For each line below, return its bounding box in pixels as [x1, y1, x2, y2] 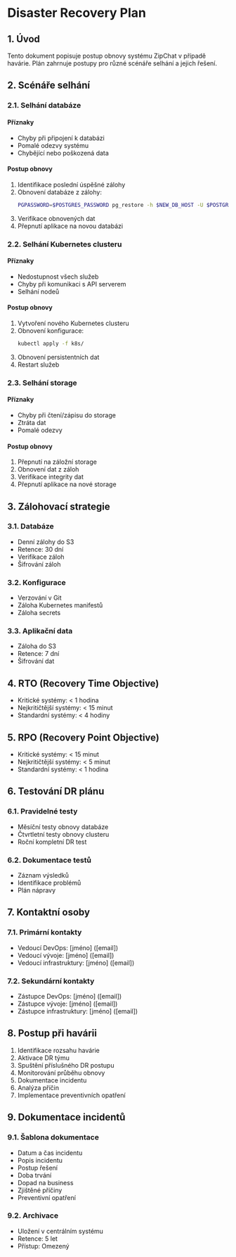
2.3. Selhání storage [7, 378, 77, 388]
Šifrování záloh [17, 560, 61, 568]
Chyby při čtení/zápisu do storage [17, 410, 116, 419]
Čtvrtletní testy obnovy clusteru [17, 830, 110, 838]
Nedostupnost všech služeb [17, 272, 99, 281]
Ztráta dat [17, 418, 46, 427]
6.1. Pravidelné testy [7, 807, 78, 816]
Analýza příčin [17, 1083, 60, 1092]
